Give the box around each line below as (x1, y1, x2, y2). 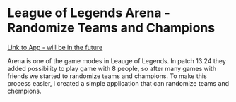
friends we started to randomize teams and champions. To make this (7, 72, 207, 80)
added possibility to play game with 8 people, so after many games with (7, 64, 217, 72)
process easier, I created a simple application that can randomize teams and (7, 79, 230, 87)
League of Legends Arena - (7, 5, 171, 21)
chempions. (7, 87, 42, 95)
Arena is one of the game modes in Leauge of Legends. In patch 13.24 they (7, 56, 226, 65)
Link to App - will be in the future (7, 43, 103, 51)
